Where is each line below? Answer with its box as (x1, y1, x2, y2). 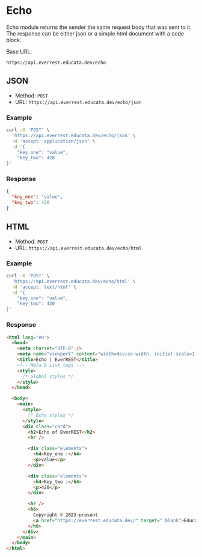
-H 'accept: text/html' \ (11, 284, 77, 290)
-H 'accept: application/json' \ (11, 138, 96, 144)
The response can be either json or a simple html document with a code (6, 29, 185, 37)
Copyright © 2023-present (32, 512, 98, 518)
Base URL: (6, 48, 32, 55)
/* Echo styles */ (28, 412, 74, 418)
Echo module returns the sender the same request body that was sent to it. (6, 23, 192, 31)
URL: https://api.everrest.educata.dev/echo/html (14, 244, 142, 251)
